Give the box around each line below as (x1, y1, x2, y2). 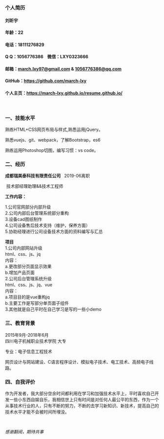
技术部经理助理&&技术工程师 (6, 183, 63, 189)
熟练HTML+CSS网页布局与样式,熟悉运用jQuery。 (5, 126, 103, 132)
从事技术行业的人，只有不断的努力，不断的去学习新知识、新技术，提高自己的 (5, 403, 159, 409)
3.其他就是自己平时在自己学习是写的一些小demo (5, 306, 102, 312)
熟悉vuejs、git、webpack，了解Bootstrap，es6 (5, 137, 101, 143)
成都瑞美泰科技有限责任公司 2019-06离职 (5, 173, 90, 179)
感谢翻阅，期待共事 (5, 429, 44, 435)
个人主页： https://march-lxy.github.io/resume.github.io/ (5, 90, 123, 96)
